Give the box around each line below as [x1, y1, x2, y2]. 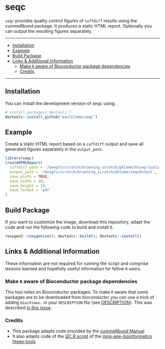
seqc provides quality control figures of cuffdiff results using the [5, 18, 137, 24]
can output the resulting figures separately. [5, 28, 92, 34]
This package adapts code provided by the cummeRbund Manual [12, 328, 145, 334]
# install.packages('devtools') [5, 110, 71, 115]
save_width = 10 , [9, 178, 45, 183]
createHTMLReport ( [5, 160, 43, 166]
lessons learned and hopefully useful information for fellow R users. [5, 265, 141, 271]
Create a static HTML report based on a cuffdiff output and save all [5, 141, 144, 147]
